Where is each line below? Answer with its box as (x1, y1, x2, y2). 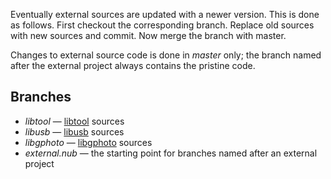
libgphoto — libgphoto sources (24, 136, 153, 148)
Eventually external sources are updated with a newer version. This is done (10, 9, 320, 20)
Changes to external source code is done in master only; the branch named (10, 49, 322, 61)
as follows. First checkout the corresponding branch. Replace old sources (10, 19, 315, 31)
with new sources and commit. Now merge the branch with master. (10, 30, 287, 41)
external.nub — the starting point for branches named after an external (24, 147, 318, 159)
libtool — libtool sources (24, 115, 125, 127)
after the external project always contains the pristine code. (10, 60, 256, 71)
